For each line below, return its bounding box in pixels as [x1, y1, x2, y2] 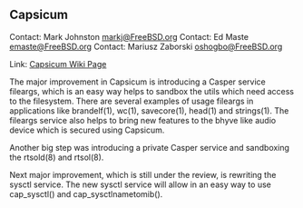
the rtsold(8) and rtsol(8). [9, 152, 104, 163]
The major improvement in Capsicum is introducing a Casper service [9, 76, 266, 87]
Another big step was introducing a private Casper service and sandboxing [9, 142, 290, 153]
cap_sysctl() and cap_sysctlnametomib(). [9, 188, 163, 199]
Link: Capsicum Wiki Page [9, 58, 107, 69]
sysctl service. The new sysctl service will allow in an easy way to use [9, 179, 272, 190]
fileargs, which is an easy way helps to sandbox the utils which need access [9, 85, 295, 96]
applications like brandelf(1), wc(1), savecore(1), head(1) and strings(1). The [9, 104, 289, 116]
